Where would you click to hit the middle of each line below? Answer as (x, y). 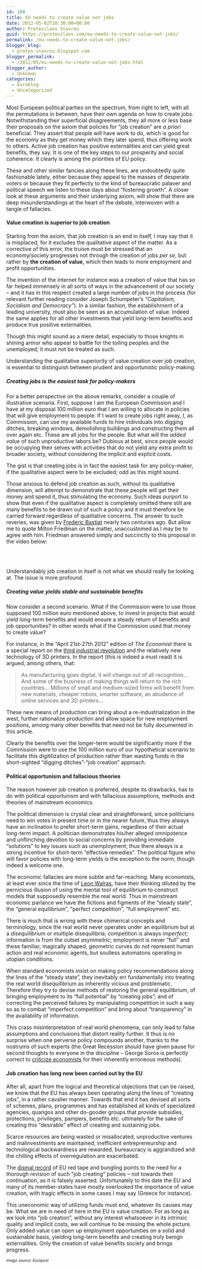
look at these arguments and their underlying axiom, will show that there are (100, 196)
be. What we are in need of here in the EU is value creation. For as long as (98, 1211)
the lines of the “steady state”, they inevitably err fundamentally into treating (100, 977)
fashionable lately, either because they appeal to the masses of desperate (98, 177)
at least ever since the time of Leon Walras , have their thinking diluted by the (101, 884)
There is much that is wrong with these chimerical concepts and (86, 921)
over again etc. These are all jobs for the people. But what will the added (96, 435)
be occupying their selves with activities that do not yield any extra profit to (99, 448)
